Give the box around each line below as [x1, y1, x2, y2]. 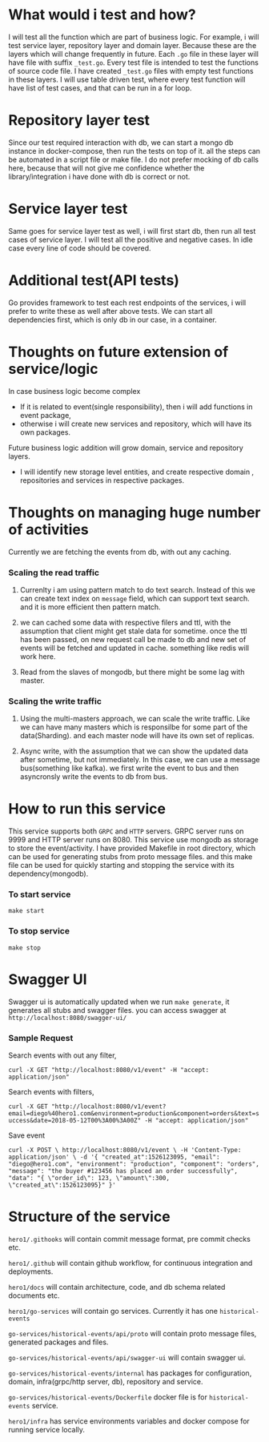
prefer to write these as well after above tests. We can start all [8, 306, 213, 315]
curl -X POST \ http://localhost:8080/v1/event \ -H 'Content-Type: [8, 1146, 242, 1154]
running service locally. [8, 1424, 86, 1434]
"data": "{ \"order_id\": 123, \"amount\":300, [8, 1174, 171, 1182]
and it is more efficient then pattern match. [19, 602, 162, 612]
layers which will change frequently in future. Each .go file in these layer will [8, 49, 259, 58]
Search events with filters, [8, 1087, 94, 1096]
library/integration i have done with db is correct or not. [8, 171, 191, 181]
